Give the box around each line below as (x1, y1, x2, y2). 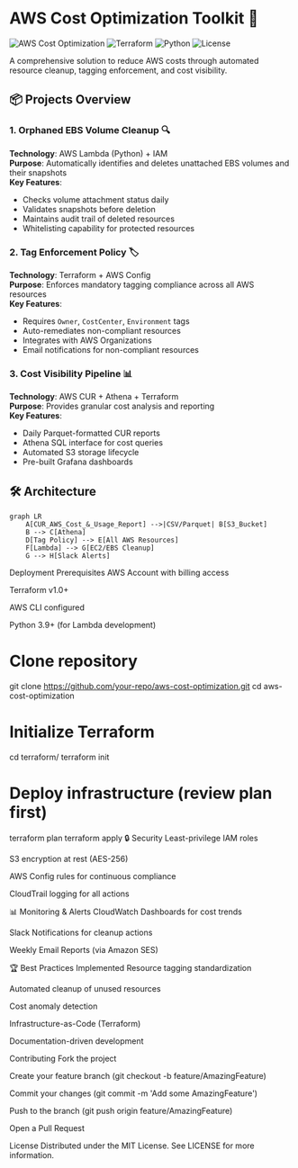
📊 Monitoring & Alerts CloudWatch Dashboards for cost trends (9, 906, 243, 917)
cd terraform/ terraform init (9, 751, 110, 762)
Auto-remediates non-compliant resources (22, 325, 182, 336)
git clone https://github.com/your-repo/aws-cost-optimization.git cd (9, 680, 262, 691)
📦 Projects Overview (9, 92, 131, 107)
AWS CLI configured (9, 602, 86, 613)
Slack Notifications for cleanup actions (9, 927, 153, 938)
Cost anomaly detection (9, 1001, 98, 1011)
